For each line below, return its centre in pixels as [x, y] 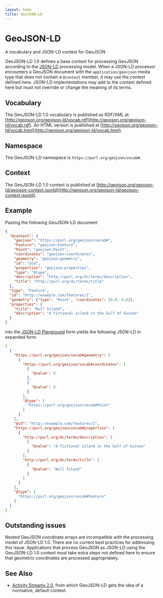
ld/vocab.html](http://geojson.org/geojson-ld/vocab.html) [63, 130]
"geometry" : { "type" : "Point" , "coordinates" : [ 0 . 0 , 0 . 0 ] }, [72, 299]
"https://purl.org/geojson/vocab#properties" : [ [64, 428]
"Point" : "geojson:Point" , [41, 250]
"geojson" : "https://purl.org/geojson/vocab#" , [63, 241]
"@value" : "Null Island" [57, 469]
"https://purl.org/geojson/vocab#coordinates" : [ [74, 364]
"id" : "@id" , [27, 263]
